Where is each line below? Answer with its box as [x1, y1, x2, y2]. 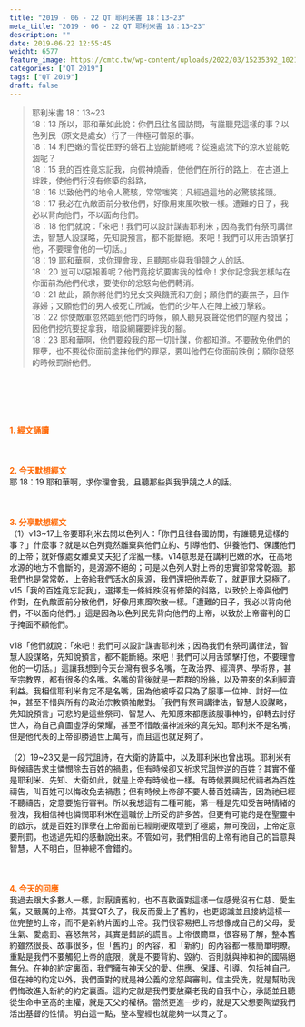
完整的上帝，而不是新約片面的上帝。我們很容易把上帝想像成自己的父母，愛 [16, 917, 296, 928]
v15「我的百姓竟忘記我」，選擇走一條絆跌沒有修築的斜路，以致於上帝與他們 [9, 584, 289, 595]
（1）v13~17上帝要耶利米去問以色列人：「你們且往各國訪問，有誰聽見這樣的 [9, 528, 289, 539]
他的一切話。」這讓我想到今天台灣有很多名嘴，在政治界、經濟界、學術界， [9, 663, 284, 673]
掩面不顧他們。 [16, 619, 74, 630]
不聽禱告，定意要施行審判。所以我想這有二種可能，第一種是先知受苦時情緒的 [9, 797, 296, 808]
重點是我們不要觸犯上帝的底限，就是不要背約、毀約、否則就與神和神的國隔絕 [9, 951, 296, 962]
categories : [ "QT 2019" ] [9, 65, 103, 74]
